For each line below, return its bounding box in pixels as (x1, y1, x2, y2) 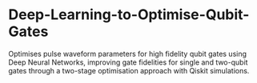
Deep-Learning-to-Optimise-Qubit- (8, 6, 250, 24)
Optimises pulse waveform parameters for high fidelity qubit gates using (8, 49, 247, 58)
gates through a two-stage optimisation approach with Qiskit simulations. (8, 65, 250, 75)
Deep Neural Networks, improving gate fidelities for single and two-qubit (8, 57, 248, 67)
